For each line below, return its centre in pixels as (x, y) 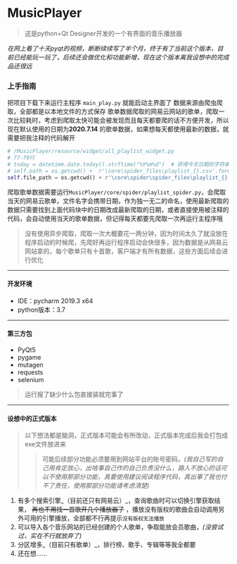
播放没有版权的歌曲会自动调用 (175, 510)
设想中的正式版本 (32, 418)
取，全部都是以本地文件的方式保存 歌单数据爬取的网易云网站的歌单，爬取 (113, 111)
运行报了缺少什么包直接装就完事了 (74, 394)
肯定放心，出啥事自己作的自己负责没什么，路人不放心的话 (138, 468)
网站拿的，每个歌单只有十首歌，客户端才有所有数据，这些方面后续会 (123, 251)
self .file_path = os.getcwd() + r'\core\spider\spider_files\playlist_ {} (118, 178)
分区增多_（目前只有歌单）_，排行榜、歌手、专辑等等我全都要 (107, 545)
